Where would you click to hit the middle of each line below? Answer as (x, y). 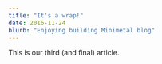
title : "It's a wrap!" (46, 15)
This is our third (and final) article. (64, 53)
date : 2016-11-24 (37, 23)
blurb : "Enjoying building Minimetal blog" (82, 30)
